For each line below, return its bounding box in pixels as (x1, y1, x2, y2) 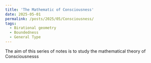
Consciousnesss (5, 53, 39, 59)
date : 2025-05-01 (5, 12, 41, 17)
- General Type (9, 35, 41, 40)
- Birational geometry (9, 26, 56, 31)
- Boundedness (9, 30, 39, 35)
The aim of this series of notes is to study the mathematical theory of (5, 48, 146, 54)
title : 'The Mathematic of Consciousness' (5, 7, 94, 12)
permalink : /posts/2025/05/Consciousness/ (5, 16, 94, 21)
